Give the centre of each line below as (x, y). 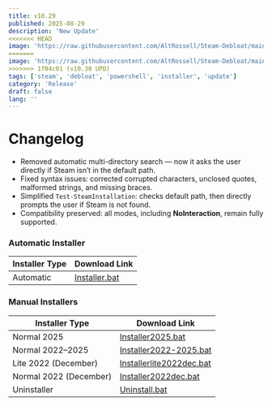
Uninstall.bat (143, 389)
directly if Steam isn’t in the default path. (88, 171)
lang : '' (23, 99)
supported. (38, 222)
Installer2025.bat (153, 336)
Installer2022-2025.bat (166, 350)
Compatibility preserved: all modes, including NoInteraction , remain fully (142, 214)
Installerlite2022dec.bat (166, 363)
